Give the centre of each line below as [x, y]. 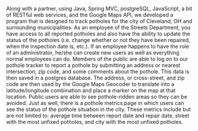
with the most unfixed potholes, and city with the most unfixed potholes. [95, 122]
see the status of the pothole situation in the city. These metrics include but [99, 109]
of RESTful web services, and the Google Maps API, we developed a [90, 15]
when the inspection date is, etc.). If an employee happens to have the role [98, 46]
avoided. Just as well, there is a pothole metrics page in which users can [95, 103]
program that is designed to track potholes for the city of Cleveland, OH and [99, 21]
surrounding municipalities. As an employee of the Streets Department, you [98, 27]
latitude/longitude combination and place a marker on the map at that [91, 90]
